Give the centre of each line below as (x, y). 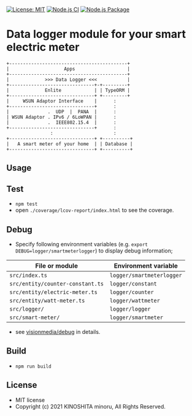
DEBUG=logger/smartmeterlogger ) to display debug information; (94, 251)
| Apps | (68, 69)
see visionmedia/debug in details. (58, 331)
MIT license (30, 400)
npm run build (33, 366)
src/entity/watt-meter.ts (47, 301)
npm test (26, 204)
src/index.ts (29, 275)
